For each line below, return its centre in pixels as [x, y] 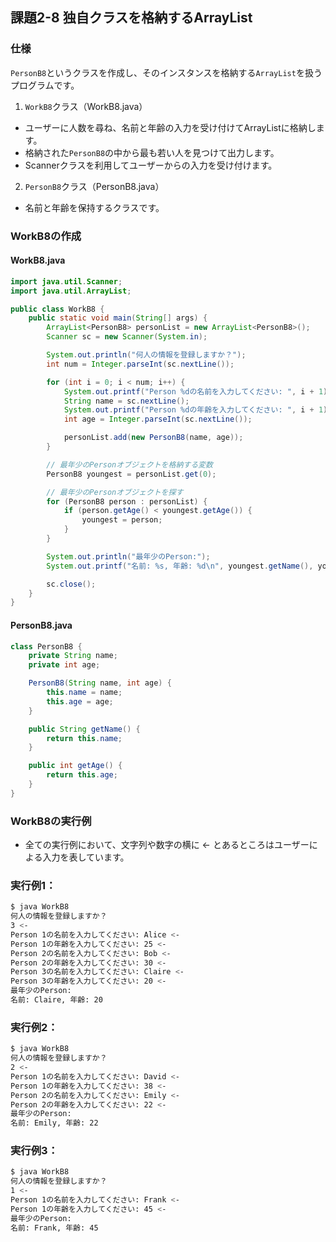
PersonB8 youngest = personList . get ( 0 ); [131, 474]
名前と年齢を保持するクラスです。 [94, 207]
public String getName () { [84, 729]
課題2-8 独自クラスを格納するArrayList [131, 18]
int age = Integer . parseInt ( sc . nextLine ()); [158, 419]
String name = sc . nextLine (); [126, 401]
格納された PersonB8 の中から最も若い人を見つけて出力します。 [152, 152]
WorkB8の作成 [46, 236]
